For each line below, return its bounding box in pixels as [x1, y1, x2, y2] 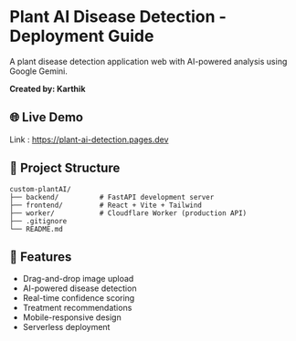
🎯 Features [9, 249, 72, 264]
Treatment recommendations [22, 303, 132, 314]
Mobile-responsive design [22, 312, 122, 323]
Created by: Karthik [9, 83, 86, 94]
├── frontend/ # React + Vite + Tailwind [9, 201, 203, 210]
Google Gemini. [9, 66, 69, 77]
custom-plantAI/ [9, 184, 71, 193]
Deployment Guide [9, 26, 154, 46]
